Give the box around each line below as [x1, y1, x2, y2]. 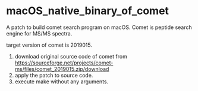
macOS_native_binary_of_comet [6, 4, 169, 18]
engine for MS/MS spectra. [6, 30, 73, 37]
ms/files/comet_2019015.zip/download [14, 65, 109, 72]
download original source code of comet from [14, 53, 128, 60]
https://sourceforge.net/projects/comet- [14, 59, 114, 66]
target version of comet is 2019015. [6, 41, 93, 48]
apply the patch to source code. [14, 71, 93, 79]
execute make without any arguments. [14, 78, 109, 85]
